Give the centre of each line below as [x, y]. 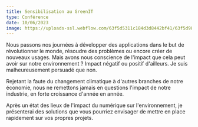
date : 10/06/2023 [27, 22]
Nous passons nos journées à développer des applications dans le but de [95, 45]
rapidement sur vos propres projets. [49, 118]
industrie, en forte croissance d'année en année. [65, 94]
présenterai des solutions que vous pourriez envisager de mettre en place [96, 112]
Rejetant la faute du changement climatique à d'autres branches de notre [95, 82]
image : [14, 28]
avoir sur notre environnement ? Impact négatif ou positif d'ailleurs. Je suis [97, 64]
